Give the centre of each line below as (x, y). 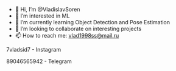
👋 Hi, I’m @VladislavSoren (48, 9)
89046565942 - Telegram (39, 61)
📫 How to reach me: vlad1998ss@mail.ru (67, 35)
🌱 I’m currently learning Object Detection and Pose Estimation (93, 22)
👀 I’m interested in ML (42, 16)
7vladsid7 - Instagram (34, 49)
